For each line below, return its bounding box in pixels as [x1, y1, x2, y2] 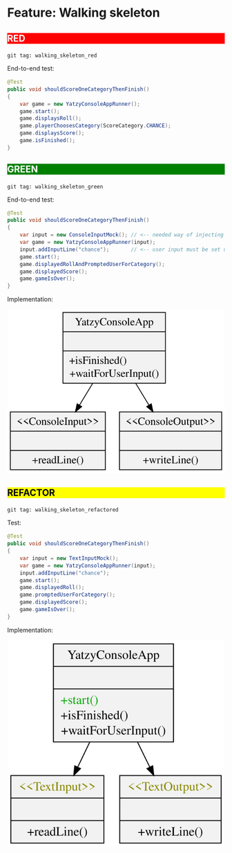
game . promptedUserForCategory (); [19, 591, 116, 599]
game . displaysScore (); [19, 130, 85, 137]
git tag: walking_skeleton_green [7, 183, 104, 190]
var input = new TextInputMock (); [19, 554, 119, 562]
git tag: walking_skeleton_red [7, 52, 97, 59]
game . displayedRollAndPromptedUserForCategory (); [19, 261, 166, 267]
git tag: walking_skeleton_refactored [7, 507, 119, 513]
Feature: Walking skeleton [7, 5, 160, 21]
